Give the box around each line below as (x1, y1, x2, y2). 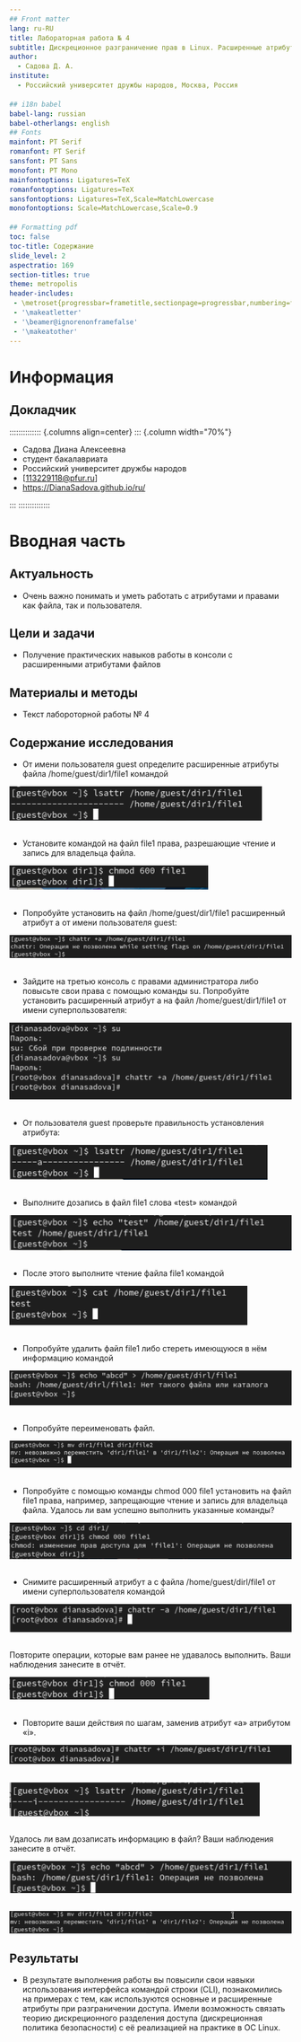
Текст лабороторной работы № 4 (21, 709, 150, 720)
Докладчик (9, 402, 77, 418)
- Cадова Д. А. (17, 62, 74, 71)
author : (9, 52, 39, 62)
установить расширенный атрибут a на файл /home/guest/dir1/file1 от (21, 995, 287, 1006)
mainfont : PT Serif (9, 137, 82, 147)
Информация (9, 366, 115, 387)
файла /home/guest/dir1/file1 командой (21, 768, 168, 779)
